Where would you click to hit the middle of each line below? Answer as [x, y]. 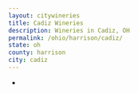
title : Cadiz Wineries [46, 23]
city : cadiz [28, 60]
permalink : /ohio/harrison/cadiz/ [66, 38]
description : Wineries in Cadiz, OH [69, 30]
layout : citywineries [44, 15]
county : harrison [37, 52]
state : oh [25, 45]
